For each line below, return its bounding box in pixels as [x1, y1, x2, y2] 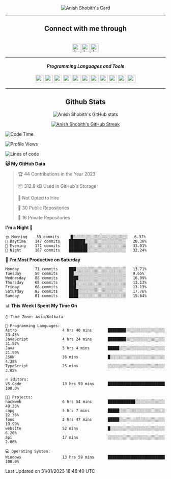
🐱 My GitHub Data [5, 161, 46, 167]
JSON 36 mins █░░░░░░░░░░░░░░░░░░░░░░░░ [5, 355, 165, 360]
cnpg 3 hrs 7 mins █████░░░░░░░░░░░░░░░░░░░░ [5, 408, 165, 413]
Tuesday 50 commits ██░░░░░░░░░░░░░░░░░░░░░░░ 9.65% [5, 271, 145, 276]
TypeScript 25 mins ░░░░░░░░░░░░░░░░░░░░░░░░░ [5, 363, 165, 368]
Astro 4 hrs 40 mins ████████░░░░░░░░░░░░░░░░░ [5, 327, 165, 333]
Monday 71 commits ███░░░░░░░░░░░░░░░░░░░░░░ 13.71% [5, 266, 147, 271]
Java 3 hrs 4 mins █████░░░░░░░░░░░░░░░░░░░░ [5, 345, 165, 350]
